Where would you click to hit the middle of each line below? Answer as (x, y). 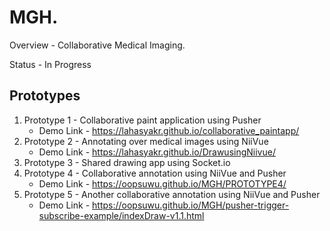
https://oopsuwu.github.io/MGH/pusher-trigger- (191, 205)
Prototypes (45, 96)
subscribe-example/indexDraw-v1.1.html (121, 215)
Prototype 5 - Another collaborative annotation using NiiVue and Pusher (172, 194)
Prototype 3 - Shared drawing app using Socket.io (127, 162)
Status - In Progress (50, 64)
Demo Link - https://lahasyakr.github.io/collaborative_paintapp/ (169, 130)
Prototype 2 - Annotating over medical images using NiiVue (146, 141)
